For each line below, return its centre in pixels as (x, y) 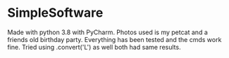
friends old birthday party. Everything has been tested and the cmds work (114, 39)
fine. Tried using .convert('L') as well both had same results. (94, 47)
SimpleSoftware (55, 13)
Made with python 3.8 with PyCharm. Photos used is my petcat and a (107, 32)
